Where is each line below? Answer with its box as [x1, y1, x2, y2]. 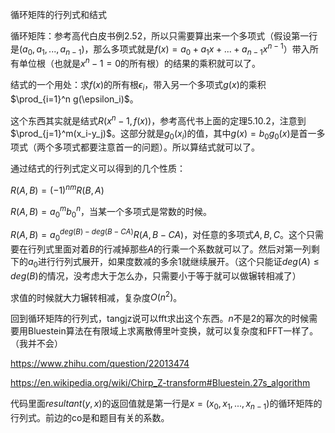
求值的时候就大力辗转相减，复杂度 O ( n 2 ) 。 [10, 289, 183, 303]
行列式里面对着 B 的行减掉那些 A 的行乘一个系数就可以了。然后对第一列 [27, 243, 312, 255]
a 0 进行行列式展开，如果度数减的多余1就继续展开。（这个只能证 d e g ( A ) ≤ [28, 255, 320, 270]
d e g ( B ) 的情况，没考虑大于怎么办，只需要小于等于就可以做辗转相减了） [10, 269, 302, 282]
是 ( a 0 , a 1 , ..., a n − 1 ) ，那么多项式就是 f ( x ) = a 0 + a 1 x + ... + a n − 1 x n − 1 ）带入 [10, 41, 310, 57]
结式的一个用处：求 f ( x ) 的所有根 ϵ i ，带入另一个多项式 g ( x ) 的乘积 [10, 79, 267, 93]
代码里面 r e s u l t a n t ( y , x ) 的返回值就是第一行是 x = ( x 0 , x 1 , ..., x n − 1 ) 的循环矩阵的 [10, 398, 323, 412]
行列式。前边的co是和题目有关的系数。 [10, 412, 170, 424]
